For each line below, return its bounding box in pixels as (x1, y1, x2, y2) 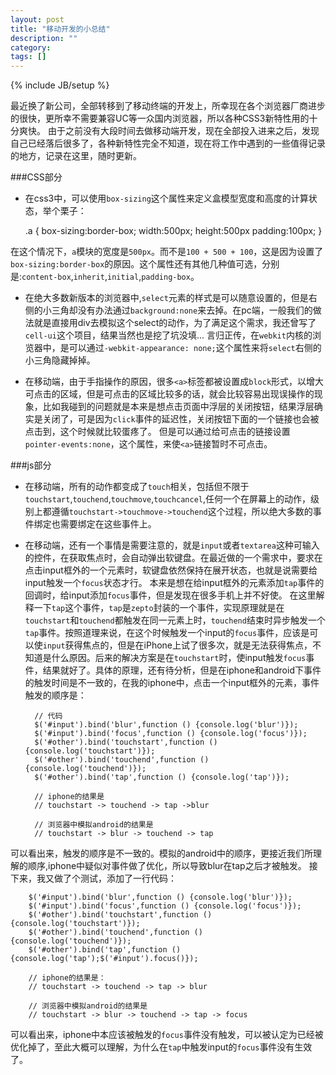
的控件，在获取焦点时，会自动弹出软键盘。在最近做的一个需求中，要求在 (24, 552, 323, 564)
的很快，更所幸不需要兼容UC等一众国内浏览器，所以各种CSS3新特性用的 (10, 112, 310, 125)
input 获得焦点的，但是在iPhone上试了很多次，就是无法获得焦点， (42, 639, 313, 651)
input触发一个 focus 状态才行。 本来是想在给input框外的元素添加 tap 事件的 (24, 577, 325, 589)
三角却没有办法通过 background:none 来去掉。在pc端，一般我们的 (51, 304, 313, 316)
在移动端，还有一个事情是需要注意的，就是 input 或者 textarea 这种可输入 (24, 539, 320, 551)
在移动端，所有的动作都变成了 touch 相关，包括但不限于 (24, 481, 250, 493)
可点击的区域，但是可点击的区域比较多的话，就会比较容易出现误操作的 (24, 388, 315, 400)
